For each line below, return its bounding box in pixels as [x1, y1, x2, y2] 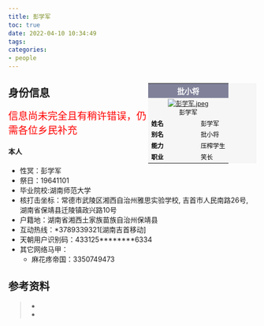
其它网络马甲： [19, 245, 69, 254]
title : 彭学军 [8, 13, 51, 20]
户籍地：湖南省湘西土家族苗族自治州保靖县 [19, 215, 158, 224]
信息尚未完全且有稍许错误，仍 [8, 109, 147, 122]
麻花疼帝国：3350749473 [31, 254, 115, 264]
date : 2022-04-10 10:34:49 [8, 29, 97, 37]
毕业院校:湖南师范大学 [19, 186, 91, 195]
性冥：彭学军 [19, 166, 61, 176]
